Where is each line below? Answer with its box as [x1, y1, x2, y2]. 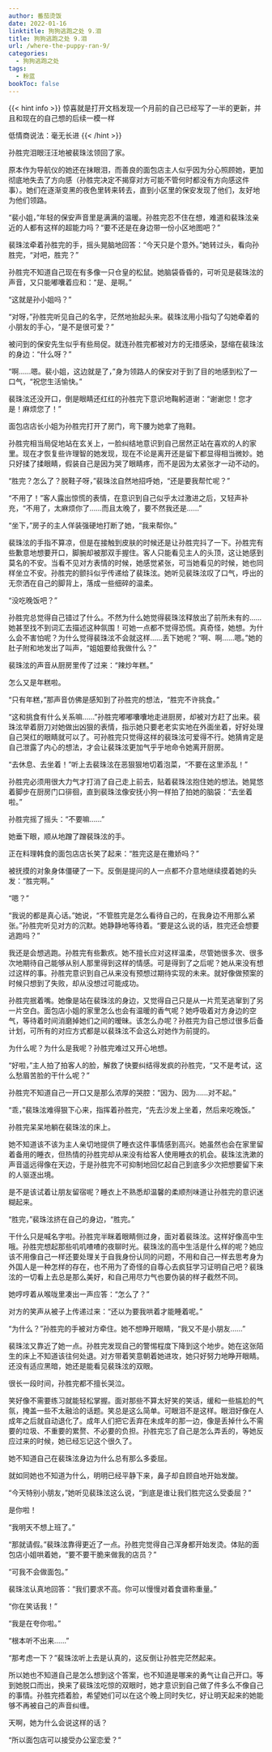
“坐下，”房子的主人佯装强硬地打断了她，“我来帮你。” [8, 520, 177, 530]
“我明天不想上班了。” [8, 1522, 75, 1532]
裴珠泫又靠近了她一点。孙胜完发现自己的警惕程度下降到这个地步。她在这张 [8, 1340, 257, 1350]
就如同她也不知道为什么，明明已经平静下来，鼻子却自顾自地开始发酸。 [8, 1470, 243, 1480]
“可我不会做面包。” [8, 1566, 69, 1576]
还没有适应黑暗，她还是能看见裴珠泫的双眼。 [8, 1361, 158, 1370]
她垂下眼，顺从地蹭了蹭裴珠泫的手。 [8, 831, 130, 841]
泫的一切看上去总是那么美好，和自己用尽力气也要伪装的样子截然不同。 [8, 1271, 243, 1281]
